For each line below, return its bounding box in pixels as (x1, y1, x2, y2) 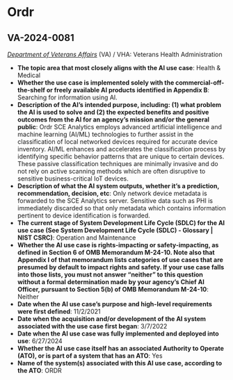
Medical (17, 71, 40, 79)
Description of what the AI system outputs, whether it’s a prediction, (17, 182, 220, 190)
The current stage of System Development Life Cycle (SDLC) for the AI (17, 219, 225, 226)
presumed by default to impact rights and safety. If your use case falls (17, 263, 225, 271)
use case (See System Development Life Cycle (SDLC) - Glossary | (17, 226, 214, 234)
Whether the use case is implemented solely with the (17, 79, 175, 87)
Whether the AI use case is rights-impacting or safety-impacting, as (17, 241, 219, 249)
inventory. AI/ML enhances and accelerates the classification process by (17, 145, 226, 153)
